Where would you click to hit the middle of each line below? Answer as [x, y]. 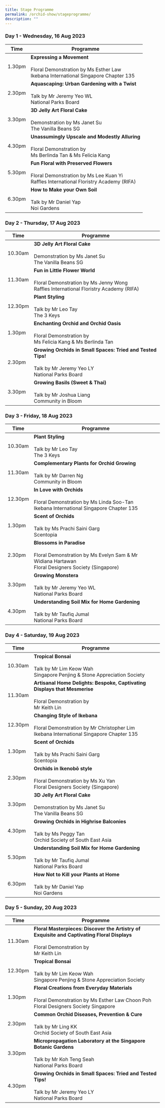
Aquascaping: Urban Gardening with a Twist [83, 83]
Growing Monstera [56, 576]
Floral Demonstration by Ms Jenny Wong [81, 282]
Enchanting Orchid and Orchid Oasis [77, 323]
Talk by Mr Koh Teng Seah [64, 1059]
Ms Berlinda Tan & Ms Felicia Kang [70, 155]
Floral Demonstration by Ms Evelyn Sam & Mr [86, 555]
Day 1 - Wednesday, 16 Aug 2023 [45, 36]
